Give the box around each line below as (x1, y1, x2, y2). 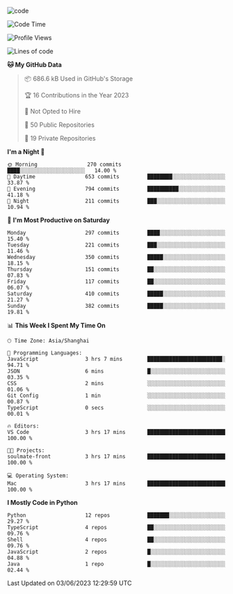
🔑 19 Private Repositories (24, 134, 96, 142)
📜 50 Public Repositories (24, 120, 95, 129)
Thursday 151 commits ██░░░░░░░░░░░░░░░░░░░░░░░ (7, 266, 226, 273)
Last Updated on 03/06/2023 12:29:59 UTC (7, 579, 132, 587)
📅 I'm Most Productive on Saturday (7, 216, 110, 224)
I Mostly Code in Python (7, 499, 78, 506)
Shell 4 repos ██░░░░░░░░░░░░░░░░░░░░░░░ (7, 536, 226, 543)
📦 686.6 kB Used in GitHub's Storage (24, 75, 134, 83)
